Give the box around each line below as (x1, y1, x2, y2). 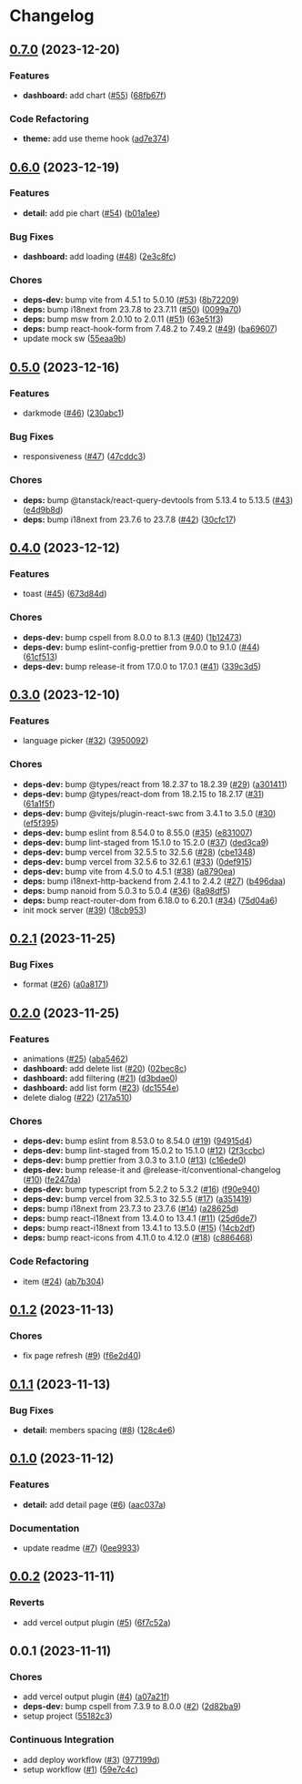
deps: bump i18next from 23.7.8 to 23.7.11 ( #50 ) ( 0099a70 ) (22, 304, 242, 315)
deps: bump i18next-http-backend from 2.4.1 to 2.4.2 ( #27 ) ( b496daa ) (22, 876, 287, 887)
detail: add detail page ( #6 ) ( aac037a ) (22, 1499, 166, 1510)
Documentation (9, 1522, 80, 1534)
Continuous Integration (9, 1733, 115, 1746)
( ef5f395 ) (22, 817, 59, 828)
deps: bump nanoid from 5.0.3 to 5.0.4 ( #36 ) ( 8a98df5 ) (22, 885, 231, 896)
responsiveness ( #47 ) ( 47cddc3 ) (22, 451, 146, 462)
